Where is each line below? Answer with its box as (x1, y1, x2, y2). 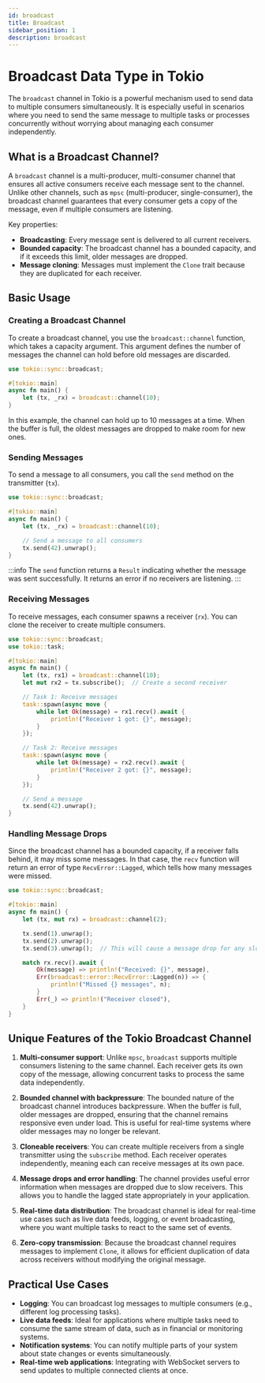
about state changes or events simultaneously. (19, 1349, 172, 1359)
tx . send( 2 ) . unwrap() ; (22, 936, 93, 945)
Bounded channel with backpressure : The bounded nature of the (19, 1093, 235, 1103)
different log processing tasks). (19, 1307, 121, 1317)
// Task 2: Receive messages (22, 744, 118, 752)
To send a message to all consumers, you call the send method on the (8, 470, 234, 480)
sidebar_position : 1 (8, 26, 77, 34)
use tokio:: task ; (8, 642, 65, 651)
